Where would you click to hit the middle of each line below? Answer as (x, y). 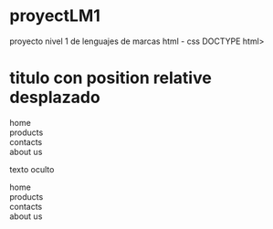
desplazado (55, 98)
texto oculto (32, 169)
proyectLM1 (55, 16)
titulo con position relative (110, 78)
